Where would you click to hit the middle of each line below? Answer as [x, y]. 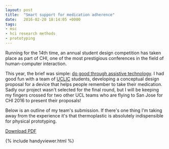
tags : [11, 24]
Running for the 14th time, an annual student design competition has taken [83, 53]
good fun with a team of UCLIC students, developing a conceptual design [82, 79]
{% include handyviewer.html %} [40, 141]
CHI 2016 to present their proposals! [43, 100]
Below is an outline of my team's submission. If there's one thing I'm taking [84, 110]
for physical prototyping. [31, 121]
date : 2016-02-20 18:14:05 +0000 [43, 19]
